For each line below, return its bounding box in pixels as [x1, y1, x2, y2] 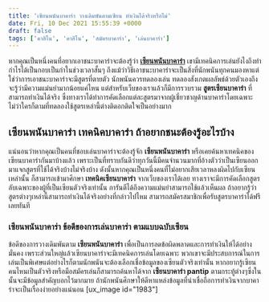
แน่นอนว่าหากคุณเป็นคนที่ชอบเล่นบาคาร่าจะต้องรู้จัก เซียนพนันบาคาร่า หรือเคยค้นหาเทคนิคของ [8, 146, 255, 157]
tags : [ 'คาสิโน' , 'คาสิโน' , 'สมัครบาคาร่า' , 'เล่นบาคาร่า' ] [8, 34, 170, 43]
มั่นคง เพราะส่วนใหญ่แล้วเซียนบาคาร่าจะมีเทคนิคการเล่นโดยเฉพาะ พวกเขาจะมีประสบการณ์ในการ [8, 248, 260, 258]
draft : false [8, 27, 52, 35]
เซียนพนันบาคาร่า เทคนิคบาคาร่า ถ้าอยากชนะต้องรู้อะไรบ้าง [8, 125, 234, 139]
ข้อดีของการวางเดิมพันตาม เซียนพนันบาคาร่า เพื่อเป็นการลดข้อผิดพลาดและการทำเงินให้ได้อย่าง [8, 239, 253, 249]
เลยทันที [8, 201, 31, 210]
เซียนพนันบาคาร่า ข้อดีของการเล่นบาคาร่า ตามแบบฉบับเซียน [8, 221, 189, 232]
